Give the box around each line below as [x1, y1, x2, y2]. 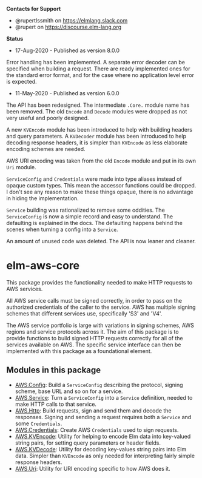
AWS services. [6, 285, 43, 292]
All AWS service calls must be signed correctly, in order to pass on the [6, 297, 182, 304]
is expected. [6, 78, 38, 85]
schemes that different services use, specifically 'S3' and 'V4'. [6, 309, 163, 317]
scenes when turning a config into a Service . [6, 226, 118, 233]
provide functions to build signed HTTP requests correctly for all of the [6, 334, 183, 342]
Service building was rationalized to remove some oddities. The [6, 206, 165, 214]
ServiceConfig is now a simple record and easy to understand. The [6, 213, 173, 220]
